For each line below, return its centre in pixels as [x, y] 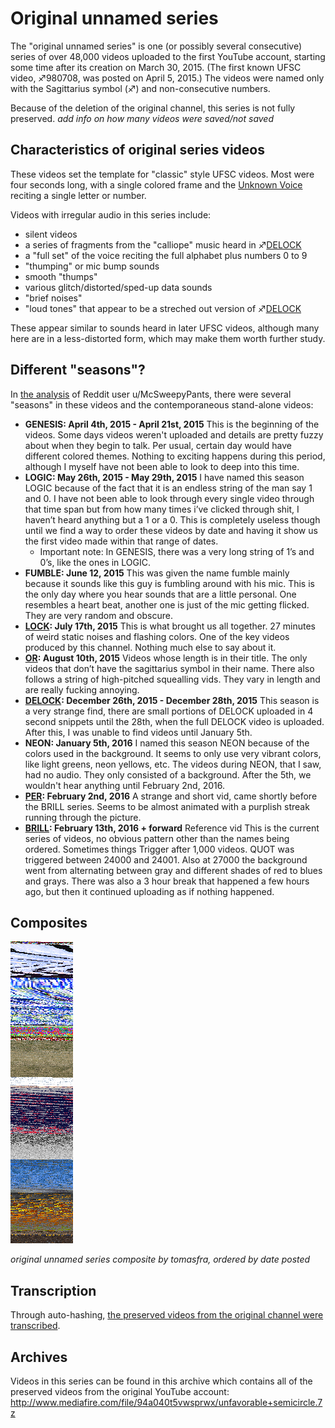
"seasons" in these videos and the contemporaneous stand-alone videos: [162, 404]
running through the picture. [83, 817]
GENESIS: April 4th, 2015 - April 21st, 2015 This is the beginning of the [172, 424]
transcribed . [35, 1326]
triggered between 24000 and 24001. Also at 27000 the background [166, 859]
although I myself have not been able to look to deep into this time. [162, 466]
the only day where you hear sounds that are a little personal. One [160, 594]
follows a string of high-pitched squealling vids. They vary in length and [172, 679]
